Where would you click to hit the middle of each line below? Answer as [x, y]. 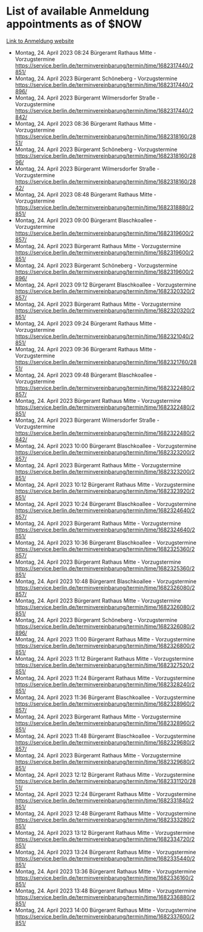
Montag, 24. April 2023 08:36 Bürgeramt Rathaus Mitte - [85, 123]
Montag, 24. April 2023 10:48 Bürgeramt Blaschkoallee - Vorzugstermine [106, 581]
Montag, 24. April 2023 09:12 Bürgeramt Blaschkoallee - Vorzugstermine [105, 285]
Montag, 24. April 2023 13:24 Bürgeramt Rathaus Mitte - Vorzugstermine [105, 852]
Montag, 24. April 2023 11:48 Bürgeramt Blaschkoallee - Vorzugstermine [105, 736]
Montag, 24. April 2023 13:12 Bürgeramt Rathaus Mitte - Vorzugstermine [105, 832]
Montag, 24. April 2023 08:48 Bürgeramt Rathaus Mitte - [85, 194]
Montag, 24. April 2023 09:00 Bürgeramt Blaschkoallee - [86, 220]
